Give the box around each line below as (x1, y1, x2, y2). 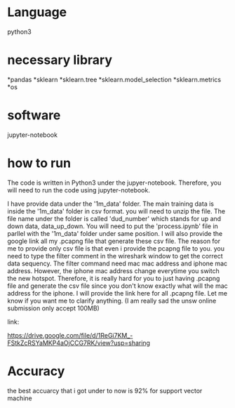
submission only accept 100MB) (7, 303, 100, 312)
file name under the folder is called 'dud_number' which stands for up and (7, 214, 222, 223)
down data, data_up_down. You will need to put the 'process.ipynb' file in (7, 222, 219, 230)
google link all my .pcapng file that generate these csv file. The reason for (7, 237, 221, 245)
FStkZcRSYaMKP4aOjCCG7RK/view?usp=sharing (7, 338, 151, 347)
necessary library (7, 52, 113, 68)
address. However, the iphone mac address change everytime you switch (7, 266, 220, 275)
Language (7, 4, 67, 20)
